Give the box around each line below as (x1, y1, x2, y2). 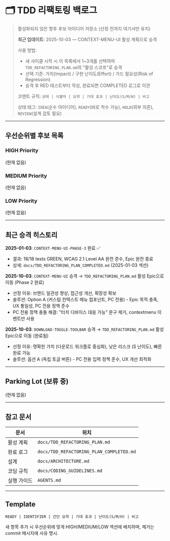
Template (5, 500, 36, 508)
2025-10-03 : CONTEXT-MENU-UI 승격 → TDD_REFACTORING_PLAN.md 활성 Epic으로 (5, 273, 164, 279)
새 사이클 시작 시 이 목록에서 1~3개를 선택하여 (25, 58, 115, 64)
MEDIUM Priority (5, 172, 47, 179)
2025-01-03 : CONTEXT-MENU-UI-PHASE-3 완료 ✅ (5, 245, 101, 251)
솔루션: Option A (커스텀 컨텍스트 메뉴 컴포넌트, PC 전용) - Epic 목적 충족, (12, 297, 159, 303)
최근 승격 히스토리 (5, 231, 58, 239)
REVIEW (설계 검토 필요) (17, 110, 62, 116)
